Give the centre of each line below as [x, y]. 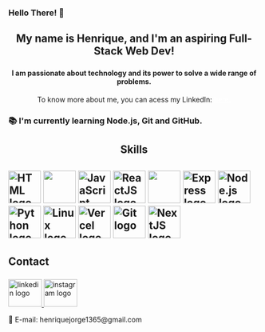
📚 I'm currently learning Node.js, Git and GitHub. [105, 121]
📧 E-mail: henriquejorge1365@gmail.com [75, 319]
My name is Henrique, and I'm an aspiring [121, 39]
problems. [134, 82]
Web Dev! [150, 51]
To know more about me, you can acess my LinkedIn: [125, 99]
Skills [134, 150]
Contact [29, 261]
